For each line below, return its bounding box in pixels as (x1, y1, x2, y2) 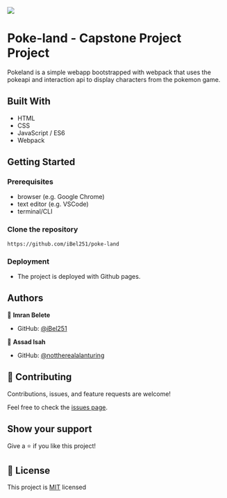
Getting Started (7, 156, 76, 168)
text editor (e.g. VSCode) (17, 200, 89, 208)
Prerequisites (7, 177, 53, 187)
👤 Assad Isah (7, 337, 46, 346)
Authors (7, 292, 44, 304)
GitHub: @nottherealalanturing (17, 351, 105, 359)
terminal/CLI (17, 207, 53, 216)
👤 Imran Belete (7, 311, 51, 319)
